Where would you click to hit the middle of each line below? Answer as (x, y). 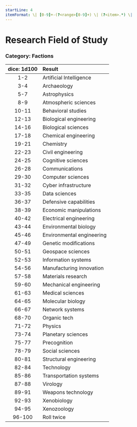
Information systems (67, 259)
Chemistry (55, 144)
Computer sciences (66, 177)
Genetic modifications (68, 243)
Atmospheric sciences (69, 102)
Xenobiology (57, 401)
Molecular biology (64, 301)
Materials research (65, 276)
